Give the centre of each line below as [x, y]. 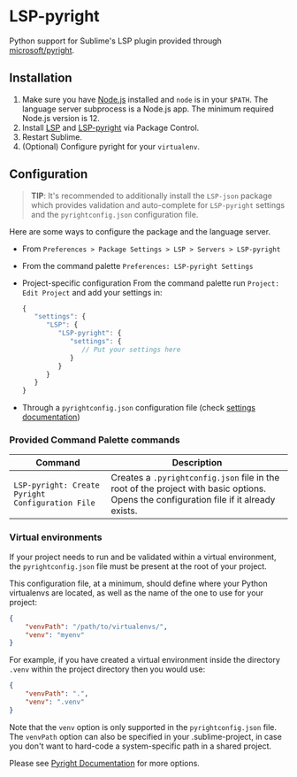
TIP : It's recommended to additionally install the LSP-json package [151, 196]
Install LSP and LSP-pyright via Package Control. [110, 127]
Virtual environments [56, 537]
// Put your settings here [131, 350]
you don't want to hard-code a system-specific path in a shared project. [141, 746]
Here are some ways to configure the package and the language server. [140, 231]
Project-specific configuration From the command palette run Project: [151, 283]
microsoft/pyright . [42, 50]
